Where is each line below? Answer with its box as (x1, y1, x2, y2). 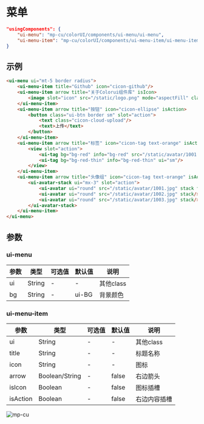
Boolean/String (38, 372, 81, 380)
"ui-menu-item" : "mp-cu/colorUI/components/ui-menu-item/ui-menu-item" (17, 37, 202, 43)
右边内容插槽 (135, 395, 172, 403)
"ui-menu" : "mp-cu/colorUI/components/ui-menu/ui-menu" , (17, 32, 165, 38)
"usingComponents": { (6, 26, 61, 32)
